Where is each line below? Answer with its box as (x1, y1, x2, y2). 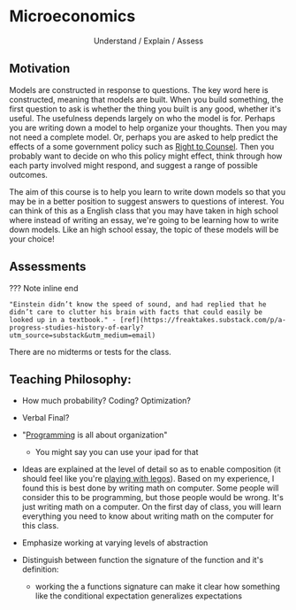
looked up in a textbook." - (9, 315, 117, 324)
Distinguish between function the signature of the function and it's (21, 555, 263, 566)
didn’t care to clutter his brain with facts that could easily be (9, 307, 263, 316)
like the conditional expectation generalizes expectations (34, 591, 243, 601)
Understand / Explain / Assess (93, 35, 204, 46)
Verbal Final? (21, 413, 70, 423)
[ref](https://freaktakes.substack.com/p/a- (119, 315, 287, 324)
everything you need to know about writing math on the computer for (21, 511, 274, 521)
